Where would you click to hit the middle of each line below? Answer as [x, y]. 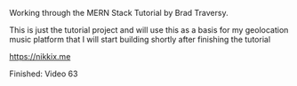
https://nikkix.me [40, 56]
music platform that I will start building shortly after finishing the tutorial [140, 39]
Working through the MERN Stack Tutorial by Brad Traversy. [119, 13]
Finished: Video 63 [44, 74]
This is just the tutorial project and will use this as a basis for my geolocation [149, 30]
